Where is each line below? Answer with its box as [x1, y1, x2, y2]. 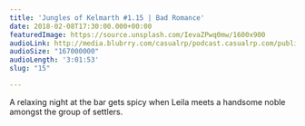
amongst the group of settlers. [9, 106, 123, 117]
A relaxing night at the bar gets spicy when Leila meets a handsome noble [9, 96, 286, 107]
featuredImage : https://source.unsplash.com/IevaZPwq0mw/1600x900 [9, 30, 266, 39]
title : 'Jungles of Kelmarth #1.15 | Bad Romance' [9, 13, 205, 23]
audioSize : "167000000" [9, 47, 100, 56]
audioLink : [9, 38, 51, 48]
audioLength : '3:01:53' [9, 55, 100, 64]
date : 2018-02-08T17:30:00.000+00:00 [9, 22, 152, 31]
